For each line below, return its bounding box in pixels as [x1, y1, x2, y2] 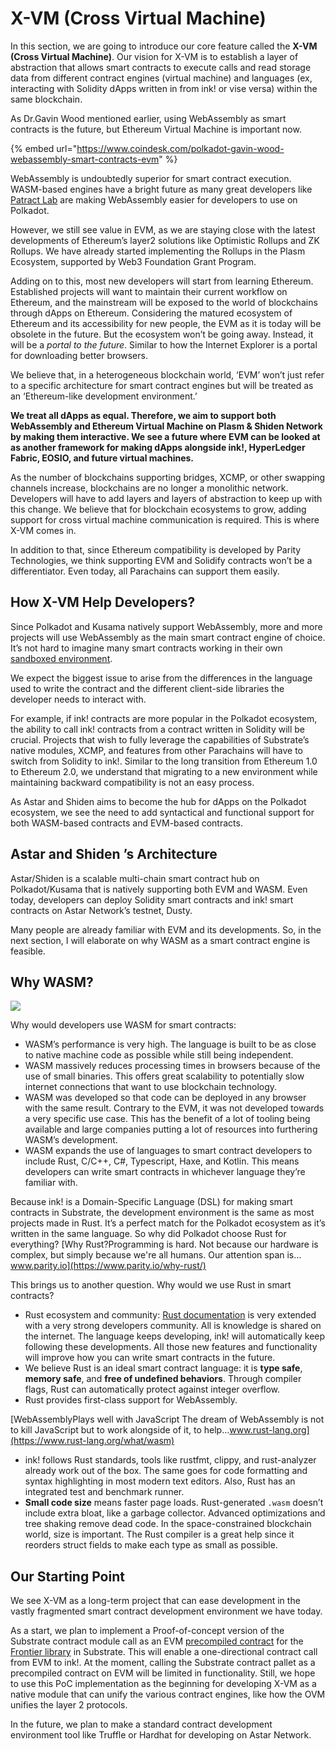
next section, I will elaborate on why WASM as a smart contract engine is [10, 934, 311, 946]
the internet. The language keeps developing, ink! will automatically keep [24, 1330, 326, 1342]
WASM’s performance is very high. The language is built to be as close [24, 1038, 317, 1051]
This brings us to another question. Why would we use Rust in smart [10, 1279, 292, 1291]
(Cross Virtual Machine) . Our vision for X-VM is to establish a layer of [10, 50, 299, 62]
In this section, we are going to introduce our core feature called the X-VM [10, 40, 318, 52]
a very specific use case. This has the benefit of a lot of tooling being [24, 1113, 311, 1125]
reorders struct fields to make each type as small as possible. [24, 1539, 278, 1551]
